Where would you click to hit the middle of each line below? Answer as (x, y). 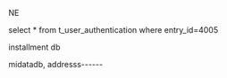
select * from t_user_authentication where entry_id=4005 (113, 30)
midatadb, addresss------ (56, 64)
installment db (34, 47)
